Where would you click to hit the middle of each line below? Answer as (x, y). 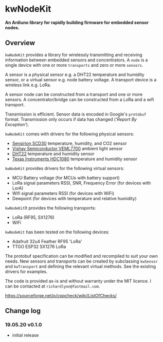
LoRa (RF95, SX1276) (33, 217)
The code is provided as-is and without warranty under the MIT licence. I (78, 281)
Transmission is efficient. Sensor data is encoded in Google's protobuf (76, 114)
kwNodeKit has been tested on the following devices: (57, 232)
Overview (20, 43)
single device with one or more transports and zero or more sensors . (74, 65)
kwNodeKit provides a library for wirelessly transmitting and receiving (74, 55)
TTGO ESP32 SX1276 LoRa (39, 247)
